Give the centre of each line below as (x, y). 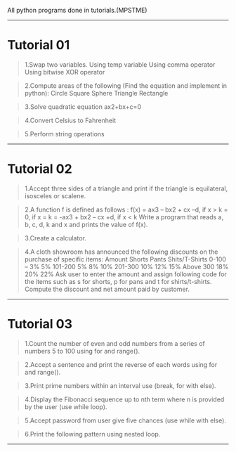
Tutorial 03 (40, 324)
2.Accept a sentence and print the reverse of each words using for (121, 364)
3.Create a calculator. (55, 238)
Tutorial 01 (39, 45)
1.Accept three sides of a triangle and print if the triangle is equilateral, (126, 188)
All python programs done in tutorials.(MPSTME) (77, 10)
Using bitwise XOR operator (65, 72)
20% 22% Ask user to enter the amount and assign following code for (125, 274)
